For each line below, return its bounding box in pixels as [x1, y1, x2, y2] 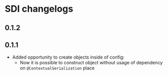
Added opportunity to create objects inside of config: [12, 54, 125, 60]
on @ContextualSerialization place [19, 65, 95, 71]
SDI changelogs [5, 3, 74, 15]
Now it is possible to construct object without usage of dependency [19, 60, 163, 66]
